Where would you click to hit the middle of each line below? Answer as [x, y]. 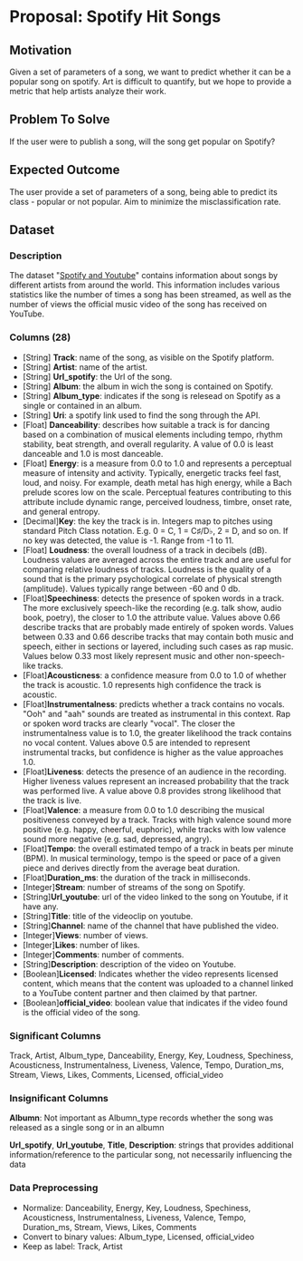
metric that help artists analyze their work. [88, 91]
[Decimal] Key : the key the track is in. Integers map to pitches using [147, 521]
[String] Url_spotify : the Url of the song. [97, 376]
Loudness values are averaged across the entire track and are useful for [157, 559]
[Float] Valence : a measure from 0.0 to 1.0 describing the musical [143, 810]
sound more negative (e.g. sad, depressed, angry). [117, 839]
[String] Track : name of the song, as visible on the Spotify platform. [148, 357]
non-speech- [260, 655]
